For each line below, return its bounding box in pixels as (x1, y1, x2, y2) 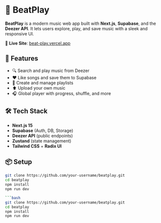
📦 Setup (5, 158, 33, 166)
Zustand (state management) (12, 138, 72, 144)
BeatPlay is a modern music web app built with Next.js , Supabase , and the (5, 20, 157, 26)
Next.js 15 (12, 122, 33, 128)
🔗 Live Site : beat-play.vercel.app (5, 40, 71, 46)
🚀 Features (5, 55, 38, 63)
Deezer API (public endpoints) (12, 132, 73, 138)
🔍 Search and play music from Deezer (12, 68, 89, 74)
